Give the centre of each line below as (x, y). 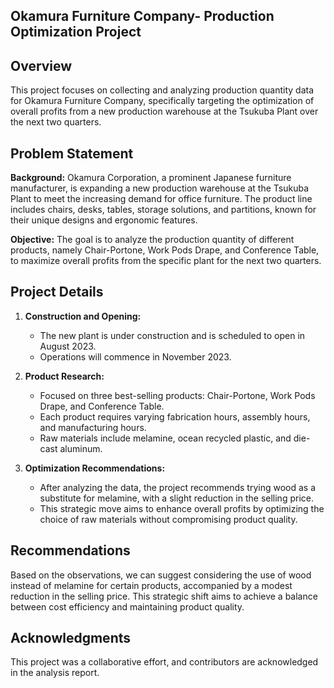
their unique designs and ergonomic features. (104, 220)
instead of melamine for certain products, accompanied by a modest (151, 585)
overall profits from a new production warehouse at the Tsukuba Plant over (164, 111)
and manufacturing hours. (93, 427)
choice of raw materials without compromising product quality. (168, 519)
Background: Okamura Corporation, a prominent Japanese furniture (151, 178)
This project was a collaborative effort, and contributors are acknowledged (164, 662)
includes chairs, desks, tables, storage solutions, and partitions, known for (163, 210)
